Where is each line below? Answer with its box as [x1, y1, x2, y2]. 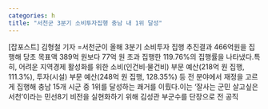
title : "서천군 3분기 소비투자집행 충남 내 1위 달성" [8, 19, 162, 27]
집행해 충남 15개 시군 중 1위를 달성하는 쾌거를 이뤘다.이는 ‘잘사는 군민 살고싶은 [16, 81, 258, 91]
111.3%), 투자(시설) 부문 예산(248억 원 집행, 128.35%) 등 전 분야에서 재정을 [8, 72, 244, 81]
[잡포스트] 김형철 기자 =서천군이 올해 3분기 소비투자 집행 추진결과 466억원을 [8, 41, 247, 52]
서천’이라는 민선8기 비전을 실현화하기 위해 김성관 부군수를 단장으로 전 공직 [8, 91, 238, 101]
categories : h [8, 11, 56, 20]
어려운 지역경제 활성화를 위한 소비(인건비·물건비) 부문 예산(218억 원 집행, [18, 61, 246, 72]
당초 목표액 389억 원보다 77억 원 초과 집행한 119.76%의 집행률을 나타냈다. [22, 52, 254, 61]
